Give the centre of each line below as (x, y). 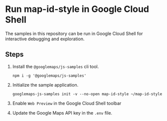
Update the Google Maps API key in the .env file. (62, 113)
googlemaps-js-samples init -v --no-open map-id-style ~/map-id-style (87, 94)
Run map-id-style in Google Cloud (77, 9)
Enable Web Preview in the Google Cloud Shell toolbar (67, 103)
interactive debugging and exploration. (45, 39)
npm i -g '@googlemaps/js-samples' (49, 76)
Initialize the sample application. (45, 85)
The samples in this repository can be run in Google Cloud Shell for (74, 33)
